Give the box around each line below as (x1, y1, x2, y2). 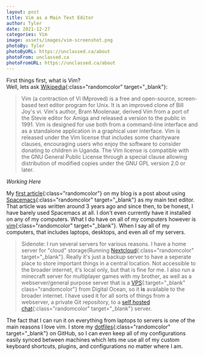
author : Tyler (6, 20, 43, 26)
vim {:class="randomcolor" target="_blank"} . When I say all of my (6, 222, 170, 229)
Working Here (6, 178, 41, 185)
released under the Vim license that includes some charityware (21, 133, 180, 141)
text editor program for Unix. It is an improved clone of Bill (38, 101, 184, 108)
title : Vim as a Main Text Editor (6, 15, 94, 21)
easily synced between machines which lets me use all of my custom (6, 336, 180, 343)
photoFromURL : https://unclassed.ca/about (6, 60, 116, 66)
